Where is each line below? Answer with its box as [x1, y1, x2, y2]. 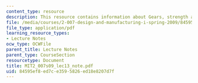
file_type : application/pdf [6, 25, 75, 31]
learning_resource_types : [6, 30, 70, 36]
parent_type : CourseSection [6, 52, 75, 58]
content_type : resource [6, 8, 65, 15]
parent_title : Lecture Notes [6, 47, 78, 53]
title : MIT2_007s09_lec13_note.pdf [6, 63, 94, 69]
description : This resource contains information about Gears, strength [6, 14, 189, 20]
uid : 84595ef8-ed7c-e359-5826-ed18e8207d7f [6, 68, 115, 74]
